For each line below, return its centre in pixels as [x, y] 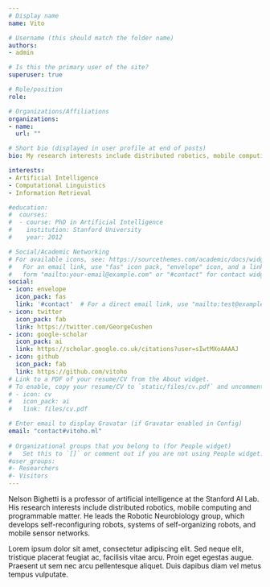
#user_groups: [32, 461]
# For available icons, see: [57, 259]
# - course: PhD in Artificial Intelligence [86, 222]
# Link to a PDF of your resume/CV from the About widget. [109, 379]
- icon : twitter [35, 312]
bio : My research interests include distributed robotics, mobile [122, 156]
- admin [21, 53]
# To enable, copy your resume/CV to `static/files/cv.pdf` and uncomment [136, 387]
